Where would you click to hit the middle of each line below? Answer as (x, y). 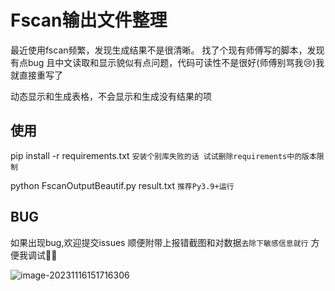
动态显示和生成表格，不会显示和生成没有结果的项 (111, 96)
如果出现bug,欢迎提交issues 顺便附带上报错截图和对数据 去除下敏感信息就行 (159, 242)
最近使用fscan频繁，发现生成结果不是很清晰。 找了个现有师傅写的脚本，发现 (167, 50)
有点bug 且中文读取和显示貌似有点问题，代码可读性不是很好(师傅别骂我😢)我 (167, 62)
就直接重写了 (36, 75)
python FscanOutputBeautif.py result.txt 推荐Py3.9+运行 (122, 185)
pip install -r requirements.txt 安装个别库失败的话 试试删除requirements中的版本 (163, 155)
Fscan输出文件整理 (89, 20)
